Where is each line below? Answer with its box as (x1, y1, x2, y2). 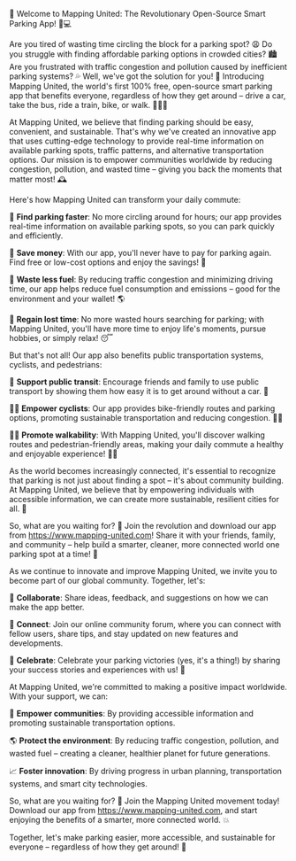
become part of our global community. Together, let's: (9, 576, 206, 586)
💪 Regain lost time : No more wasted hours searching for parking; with (9, 314, 265, 324)
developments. (9, 638, 64, 648)
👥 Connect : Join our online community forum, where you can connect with (9, 619, 282, 629)
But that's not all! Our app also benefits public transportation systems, (9, 350, 264, 361)
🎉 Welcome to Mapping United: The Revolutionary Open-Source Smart (9, 9, 267, 19)
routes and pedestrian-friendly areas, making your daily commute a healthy (9, 439, 285, 449)
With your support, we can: (9, 691, 109, 702)
